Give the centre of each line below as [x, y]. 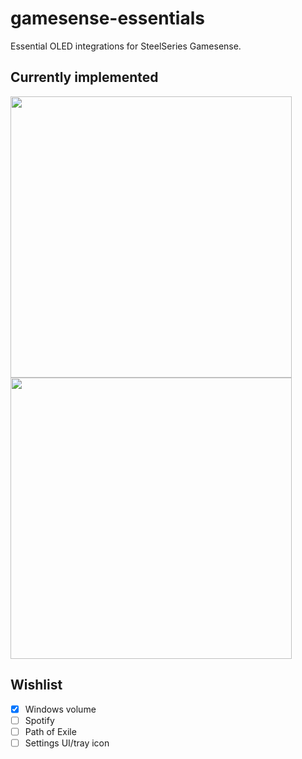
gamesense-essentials [107, 18]
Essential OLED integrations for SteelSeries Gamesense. [126, 46]
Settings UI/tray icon [67, 743]
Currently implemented [84, 77]
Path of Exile [50, 731]
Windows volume [60, 709]
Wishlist [36, 685]
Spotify [39, 720]
